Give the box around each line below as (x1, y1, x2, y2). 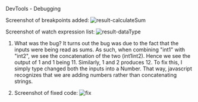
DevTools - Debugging (5, 5, 61, 12)
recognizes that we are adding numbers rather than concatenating (14, 72, 177, 78)
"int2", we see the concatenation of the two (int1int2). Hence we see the (14, 52, 191, 59)
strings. (14, 78, 33, 85)
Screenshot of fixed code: (14, 89, 78, 96)
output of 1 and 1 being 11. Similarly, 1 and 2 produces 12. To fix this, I (14, 59, 183, 66)
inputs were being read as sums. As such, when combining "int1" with (14, 46, 186, 53)
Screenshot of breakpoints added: (5, 17, 90, 23)
